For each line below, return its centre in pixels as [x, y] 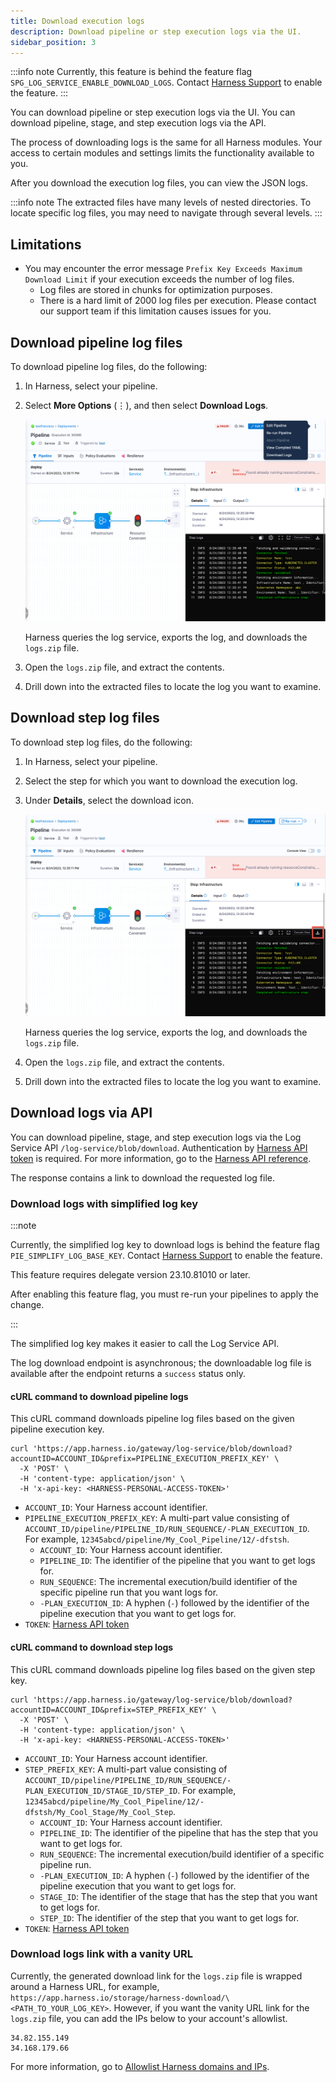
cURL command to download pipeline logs [99, 1396]
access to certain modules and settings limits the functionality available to [162, 153]
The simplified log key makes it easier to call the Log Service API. [145, 1344]
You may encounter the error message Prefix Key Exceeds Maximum [163, 269]
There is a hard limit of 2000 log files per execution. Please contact [178, 301]
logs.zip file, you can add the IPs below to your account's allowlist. [149, 2018]
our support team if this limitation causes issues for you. [155, 311]
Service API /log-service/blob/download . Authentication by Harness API [159, 1147]
